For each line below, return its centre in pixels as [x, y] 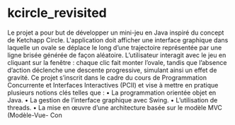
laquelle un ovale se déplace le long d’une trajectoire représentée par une [115, 47]
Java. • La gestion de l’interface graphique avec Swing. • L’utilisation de [113, 100]
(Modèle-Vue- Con [35, 115]
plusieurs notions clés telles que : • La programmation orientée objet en [112, 93]
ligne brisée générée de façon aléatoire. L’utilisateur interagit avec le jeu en [117, 55]
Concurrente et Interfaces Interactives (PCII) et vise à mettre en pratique [113, 85]
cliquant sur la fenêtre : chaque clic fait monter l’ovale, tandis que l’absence [117, 62]
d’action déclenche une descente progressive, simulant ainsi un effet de [112, 70]
